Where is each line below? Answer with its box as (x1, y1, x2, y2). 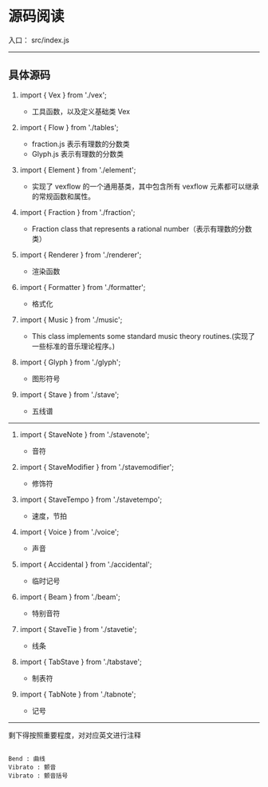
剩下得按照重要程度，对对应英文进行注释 (8, 730, 141, 740)
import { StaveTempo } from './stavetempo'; (19, 495, 162, 504)
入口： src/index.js (8, 35, 69, 45)
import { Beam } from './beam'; (19, 592, 121, 602)
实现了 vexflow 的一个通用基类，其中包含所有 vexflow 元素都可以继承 (31, 181, 259, 191)
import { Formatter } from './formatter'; (19, 282, 146, 292)
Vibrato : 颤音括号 (8, 772, 69, 780)
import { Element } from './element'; (19, 165, 136, 174)
